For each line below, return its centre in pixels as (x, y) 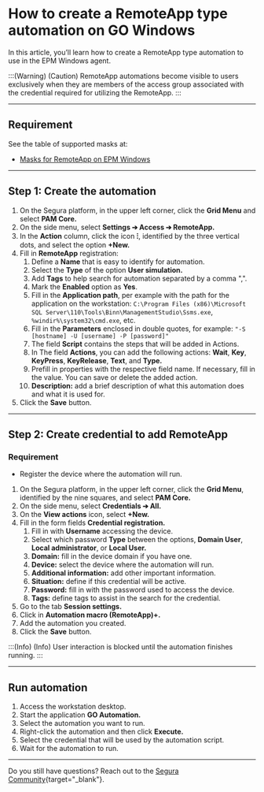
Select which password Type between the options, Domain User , (137, 540)
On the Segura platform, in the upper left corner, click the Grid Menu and (137, 210)
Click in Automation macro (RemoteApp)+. (90, 615)
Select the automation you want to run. (82, 723)
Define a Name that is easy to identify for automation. (118, 262)
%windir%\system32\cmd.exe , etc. (83, 320)
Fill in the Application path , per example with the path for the (130, 295)
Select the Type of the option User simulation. (107, 270)
